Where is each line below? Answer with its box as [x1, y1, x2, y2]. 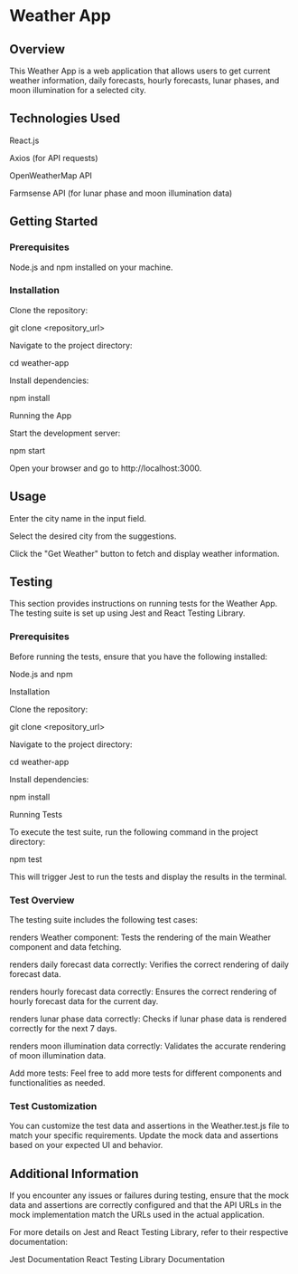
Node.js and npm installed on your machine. [9, 262, 173, 273]
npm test [9, 853, 42, 865]
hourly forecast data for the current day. [9, 996, 159, 1007]
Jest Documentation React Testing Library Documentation [9, 1254, 226, 1265]
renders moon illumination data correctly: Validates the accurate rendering [9, 1040, 286, 1051]
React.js [9, 135, 40, 146]
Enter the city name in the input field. [9, 512, 147, 523]
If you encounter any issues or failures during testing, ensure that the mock [9, 1190, 289, 1201]
